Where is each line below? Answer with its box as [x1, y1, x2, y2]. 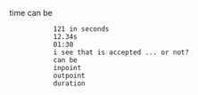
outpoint [53, 71, 87, 80]
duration [53, 79, 87, 88]
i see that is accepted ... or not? [53, 48, 190, 57]
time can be [9, 8, 54, 18]
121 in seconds [53, 25, 110, 34]
